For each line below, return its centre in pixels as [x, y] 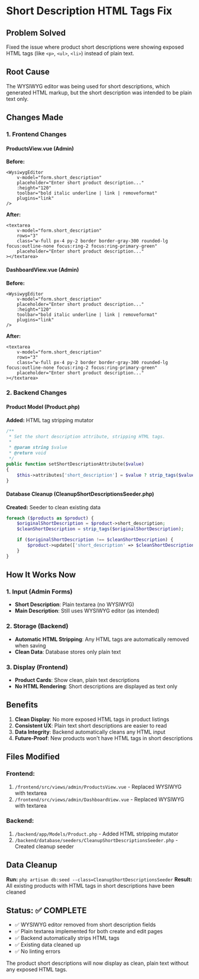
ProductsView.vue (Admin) [40, 148]
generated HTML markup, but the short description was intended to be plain [99, 93]
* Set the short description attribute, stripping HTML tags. [87, 436]
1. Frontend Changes [36, 135]
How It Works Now [41, 575]
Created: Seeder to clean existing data [53, 507]
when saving [30, 645]
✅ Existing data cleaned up [48, 945]
